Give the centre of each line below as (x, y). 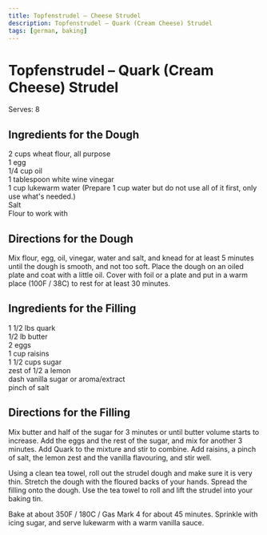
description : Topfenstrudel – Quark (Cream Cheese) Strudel (111, 23)
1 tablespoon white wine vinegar (61, 179)
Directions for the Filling (69, 413)
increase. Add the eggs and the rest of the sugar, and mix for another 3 (126, 440)
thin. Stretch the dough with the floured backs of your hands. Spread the (128, 481)
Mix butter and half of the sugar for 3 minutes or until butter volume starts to (134, 432)
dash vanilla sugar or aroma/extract (67, 379)
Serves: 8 (24, 110)
